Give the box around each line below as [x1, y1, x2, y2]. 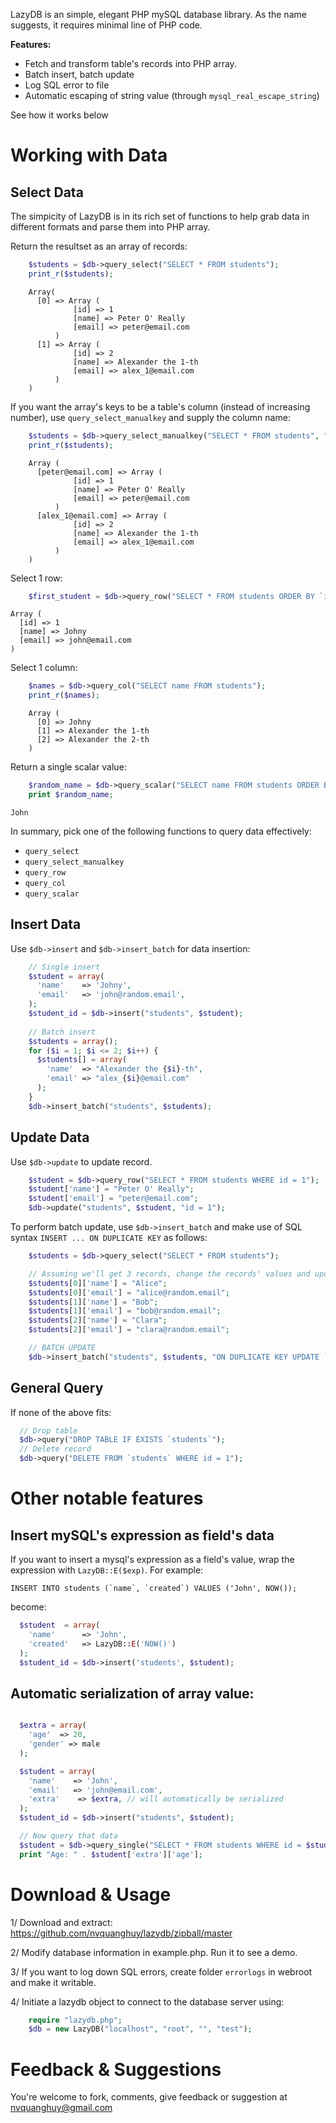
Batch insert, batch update [24, 69, 135, 80]
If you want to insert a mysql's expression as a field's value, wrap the [10, 1554, 295, 1566]
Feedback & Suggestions [10, 2058, 222, 2081]
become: [10, 1601, 47, 1613]
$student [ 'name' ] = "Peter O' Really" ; [28, 1184, 195, 1194]
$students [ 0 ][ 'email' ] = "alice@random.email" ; [28, 1287, 230, 1298]
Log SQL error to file [24, 79, 110, 91]
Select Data [10, 184, 84, 201]
